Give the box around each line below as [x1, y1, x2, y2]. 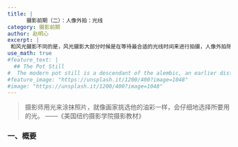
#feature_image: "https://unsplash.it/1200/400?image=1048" [7, 76, 189, 83]
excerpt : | [7, 37, 40, 44]
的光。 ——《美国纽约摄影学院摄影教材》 [24, 112, 145, 120]
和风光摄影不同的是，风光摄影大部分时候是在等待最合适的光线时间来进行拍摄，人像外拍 [10, 43, 227, 50]
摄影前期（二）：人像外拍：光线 [25, 17, 103, 24]
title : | [7, 10, 33, 18]
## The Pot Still [13, 63, 65, 70]
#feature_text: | [7, 57, 59, 64]
